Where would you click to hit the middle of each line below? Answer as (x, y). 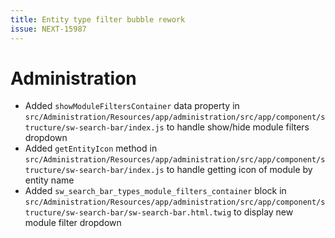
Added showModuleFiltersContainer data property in (132, 106)
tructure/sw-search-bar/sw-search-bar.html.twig (128, 213)
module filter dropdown (73, 223)
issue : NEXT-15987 (48, 29)
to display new (263, 212)
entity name (49, 180)
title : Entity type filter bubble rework (98, 19)
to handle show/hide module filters (238, 127)
